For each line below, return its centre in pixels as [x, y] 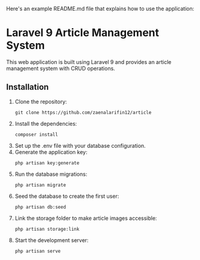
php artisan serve [38, 251]
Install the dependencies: [46, 123]
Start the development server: [52, 240]
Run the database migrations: [51, 174]
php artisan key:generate [47, 163]
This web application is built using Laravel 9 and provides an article [89, 62]
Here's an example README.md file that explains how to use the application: [100, 9]
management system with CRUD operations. [61, 68]
